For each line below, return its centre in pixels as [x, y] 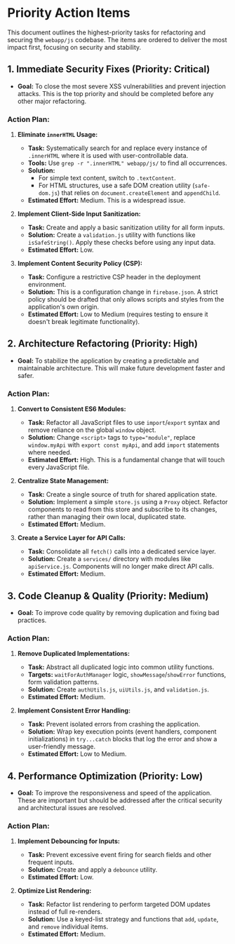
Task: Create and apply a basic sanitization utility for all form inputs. [126, 228]
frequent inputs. [51, 862]
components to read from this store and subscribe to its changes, [122, 509]
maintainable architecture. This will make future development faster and [121, 368]
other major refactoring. [52, 101]
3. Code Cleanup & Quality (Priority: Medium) [108, 596]
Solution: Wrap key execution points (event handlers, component [122, 731]
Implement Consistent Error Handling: [74, 710]
